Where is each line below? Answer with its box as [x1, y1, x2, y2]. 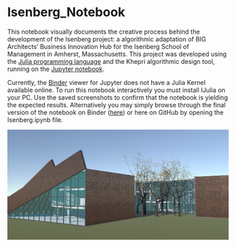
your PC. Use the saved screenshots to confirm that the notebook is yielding [7, 93, 228, 102]
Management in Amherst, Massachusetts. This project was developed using [7, 50, 227, 58]
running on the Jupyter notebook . [7, 65, 105, 73]
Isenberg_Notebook [7, 4, 126, 20]
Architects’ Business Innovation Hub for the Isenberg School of [7, 42, 190, 51]
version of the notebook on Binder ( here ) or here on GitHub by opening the [7, 108, 224, 116]
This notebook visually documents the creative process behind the [7, 27, 200, 36]
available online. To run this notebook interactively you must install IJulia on [7, 86, 226, 94]
